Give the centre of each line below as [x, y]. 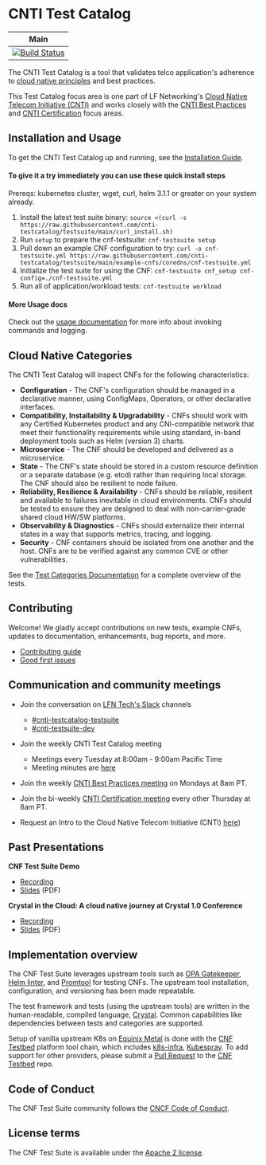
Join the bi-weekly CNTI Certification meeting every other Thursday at [135, 798]
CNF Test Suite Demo [44, 866]
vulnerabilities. [44, 559]
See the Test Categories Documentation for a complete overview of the [125, 575]
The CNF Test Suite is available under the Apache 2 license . [106, 1152]
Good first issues [48, 660]
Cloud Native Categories [70, 355]
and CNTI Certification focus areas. [66, 113]
